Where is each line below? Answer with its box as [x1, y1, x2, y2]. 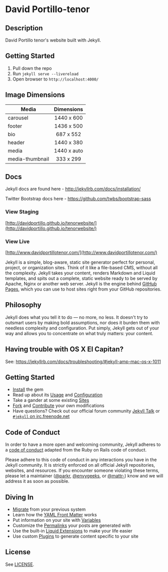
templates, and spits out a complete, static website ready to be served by [5, 275, 158, 281]
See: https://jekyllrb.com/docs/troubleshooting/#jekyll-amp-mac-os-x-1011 [5, 358, 161, 364]
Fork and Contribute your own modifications [12, 402, 104, 408]
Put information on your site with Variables [12, 517, 101, 523]
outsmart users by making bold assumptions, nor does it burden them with [5, 319, 160, 325]
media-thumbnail [8, 155, 49, 162]
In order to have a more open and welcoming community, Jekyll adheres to [5, 441, 161, 447]
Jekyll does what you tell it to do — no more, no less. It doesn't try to [5, 314, 148, 320]
